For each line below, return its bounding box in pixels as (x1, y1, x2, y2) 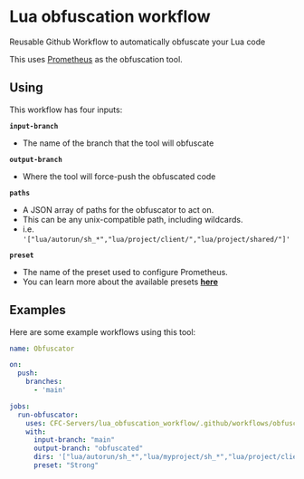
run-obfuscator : (17, 410, 79, 419)
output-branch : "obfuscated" (33, 444, 144, 454)
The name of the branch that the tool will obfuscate (22, 138, 214, 148)
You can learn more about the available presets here (22, 276, 219, 287)
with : (25, 427, 47, 436)
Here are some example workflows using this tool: (9, 326, 196, 337)
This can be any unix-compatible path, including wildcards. (22, 214, 243, 225)
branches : (25, 378, 63, 387)
